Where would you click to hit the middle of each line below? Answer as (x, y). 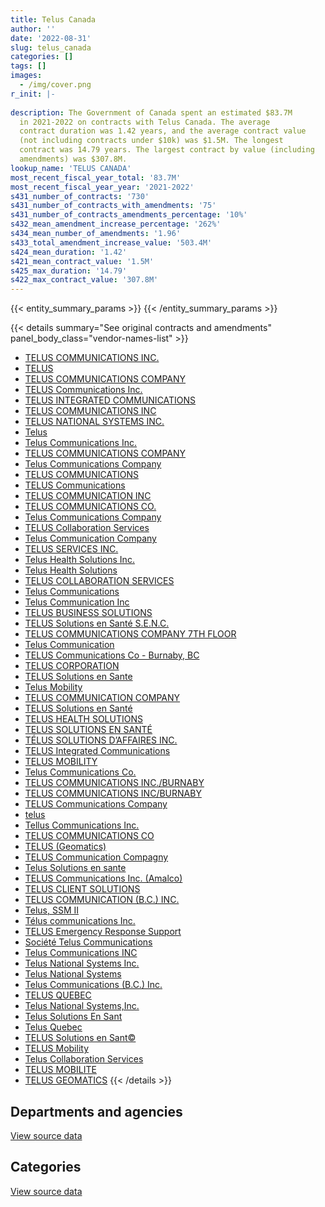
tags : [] (28, 66)
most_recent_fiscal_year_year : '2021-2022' (102, 187)
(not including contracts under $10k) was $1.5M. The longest (151, 141)
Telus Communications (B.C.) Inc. (93, 985)
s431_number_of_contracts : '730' (80, 196)
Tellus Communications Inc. (82, 825)
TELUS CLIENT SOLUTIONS (82, 889)
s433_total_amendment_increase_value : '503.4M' (111, 242)
